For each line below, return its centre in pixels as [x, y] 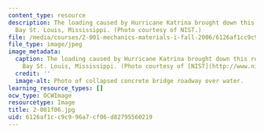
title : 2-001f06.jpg [42, 110]
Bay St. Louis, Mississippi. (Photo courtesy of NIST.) [108, 30]
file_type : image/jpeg [45, 45]
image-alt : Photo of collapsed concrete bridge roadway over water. [130, 81]
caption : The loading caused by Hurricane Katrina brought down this [131, 59]
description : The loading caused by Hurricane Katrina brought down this [132, 23]
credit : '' [33, 74]
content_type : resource [47, 15]
